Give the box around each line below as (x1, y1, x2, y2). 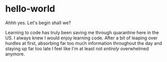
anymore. (5, 51, 25, 57)
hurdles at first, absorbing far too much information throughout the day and (5, 40, 162, 46)
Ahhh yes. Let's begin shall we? (5, 20, 71, 26)
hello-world (5, 3, 56, 15)
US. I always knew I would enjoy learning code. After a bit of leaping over (5, 35, 158, 41)
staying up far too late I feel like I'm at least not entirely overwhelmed (5, 45, 149, 51)
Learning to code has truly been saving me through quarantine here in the (5, 29, 159, 35)
